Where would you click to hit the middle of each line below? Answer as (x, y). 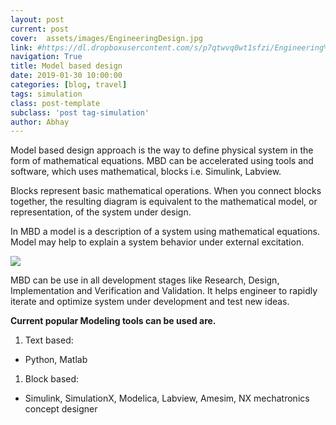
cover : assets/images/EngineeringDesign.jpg (106, 38)
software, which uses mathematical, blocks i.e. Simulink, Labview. (146, 172)
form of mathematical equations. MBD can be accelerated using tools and (162, 161)
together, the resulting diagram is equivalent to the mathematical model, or (164, 202)
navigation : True (46, 57)
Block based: (52, 379)
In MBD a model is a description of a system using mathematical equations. (165, 232)
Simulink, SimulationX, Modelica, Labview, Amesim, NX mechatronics (167, 398)
